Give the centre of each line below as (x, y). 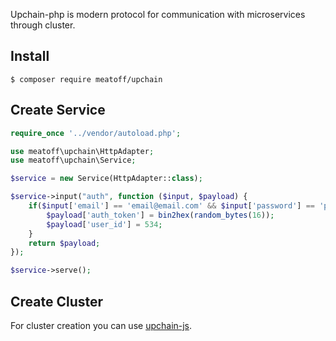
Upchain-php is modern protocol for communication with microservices (158, 14)
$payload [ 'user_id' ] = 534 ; (104, 224)
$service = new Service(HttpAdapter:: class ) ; (106, 179)
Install (30, 56)
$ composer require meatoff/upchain (86, 79)
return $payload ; (64, 243)
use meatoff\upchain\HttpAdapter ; (82, 151)
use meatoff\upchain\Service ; (73, 160)
